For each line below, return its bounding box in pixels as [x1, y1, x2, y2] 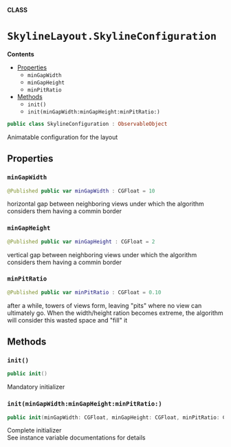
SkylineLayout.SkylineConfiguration [7, 30, 217, 43]
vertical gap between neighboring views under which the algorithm [7, 250, 197, 259]
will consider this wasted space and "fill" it [7, 316, 128, 324]
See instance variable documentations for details [7, 433, 146, 442]
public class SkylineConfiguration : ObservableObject [7, 120, 168, 127]
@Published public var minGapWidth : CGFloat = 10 [7, 187, 155, 195]
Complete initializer [7, 426, 62, 435]
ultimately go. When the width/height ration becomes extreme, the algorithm [7, 309, 223, 317]
